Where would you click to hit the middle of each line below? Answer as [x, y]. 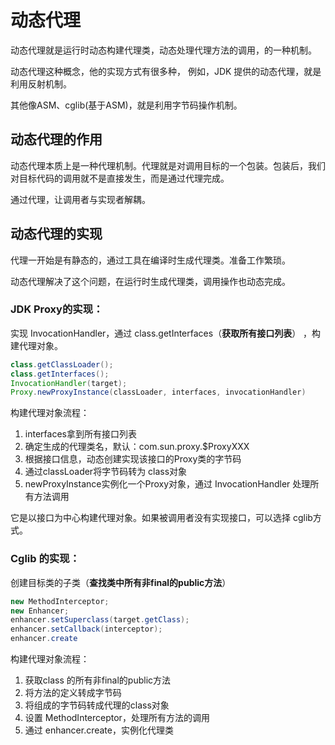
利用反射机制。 [41, 83]
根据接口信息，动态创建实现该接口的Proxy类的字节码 [133, 459]
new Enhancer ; [40, 611]
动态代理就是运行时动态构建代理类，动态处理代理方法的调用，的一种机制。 [163, 50]
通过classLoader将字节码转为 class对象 [106, 472]
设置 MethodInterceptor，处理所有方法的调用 [117, 718]
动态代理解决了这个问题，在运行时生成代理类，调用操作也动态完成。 [150, 281]
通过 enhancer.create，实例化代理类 [99, 730]
